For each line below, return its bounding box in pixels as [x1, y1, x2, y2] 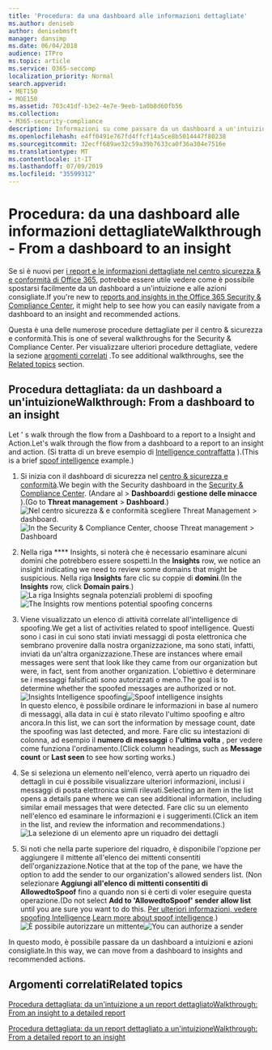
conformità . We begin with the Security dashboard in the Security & [19, 480, 244, 489]
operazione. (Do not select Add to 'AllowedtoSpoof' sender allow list [19, 895, 251, 905]
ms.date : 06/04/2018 [8, 42, 79, 50]
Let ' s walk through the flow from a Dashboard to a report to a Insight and [8, 429, 256, 439]
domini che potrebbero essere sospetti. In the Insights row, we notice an [19, 556, 261, 566]
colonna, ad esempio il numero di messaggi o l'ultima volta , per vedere [19, 735, 263, 745]
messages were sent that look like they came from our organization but [19, 657, 257, 667]
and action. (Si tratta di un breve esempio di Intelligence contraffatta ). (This [8, 446, 259, 456]
